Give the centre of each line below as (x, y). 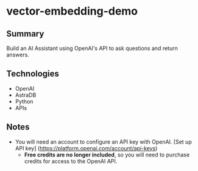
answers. (18, 55)
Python (24, 101)
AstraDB (26, 95)
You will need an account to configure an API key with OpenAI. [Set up (103, 142)
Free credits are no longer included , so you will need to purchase (107, 155)
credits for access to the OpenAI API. (71, 161)
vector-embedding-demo (72, 11)
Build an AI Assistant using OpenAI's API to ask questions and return (92, 48)
